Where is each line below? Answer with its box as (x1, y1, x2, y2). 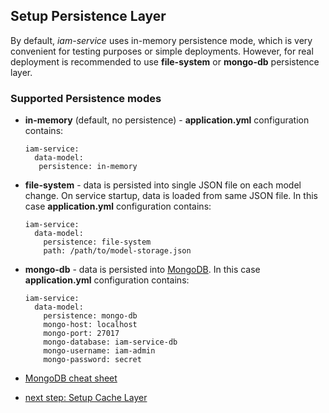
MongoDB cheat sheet (24, 372, 118, 384)
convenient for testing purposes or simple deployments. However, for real (10, 45, 314, 57)
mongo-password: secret (43, 355, 142, 365)
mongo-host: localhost (43, 320, 138, 330)
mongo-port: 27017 (43, 329, 120, 339)
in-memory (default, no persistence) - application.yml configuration (24, 114, 310, 126)
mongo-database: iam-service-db (43, 337, 178, 348)
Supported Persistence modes (10, 91, 162, 105)
